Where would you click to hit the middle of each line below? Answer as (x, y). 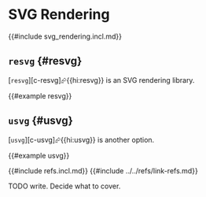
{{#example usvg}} (39, 155)
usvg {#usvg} (40, 121)
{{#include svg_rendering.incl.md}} (65, 36)
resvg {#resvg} (45, 61)
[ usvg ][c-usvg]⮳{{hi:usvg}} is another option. (81, 139)
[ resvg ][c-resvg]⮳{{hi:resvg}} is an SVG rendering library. (101, 80)
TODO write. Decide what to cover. (64, 186)
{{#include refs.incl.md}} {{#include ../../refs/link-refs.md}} (103, 170)
